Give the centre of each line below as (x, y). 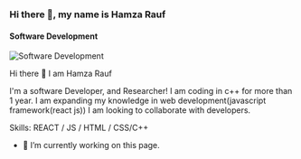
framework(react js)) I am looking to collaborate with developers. (130, 110)
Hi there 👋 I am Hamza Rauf (61, 74)
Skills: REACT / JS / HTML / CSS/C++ (79, 128)
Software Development (54, 36)
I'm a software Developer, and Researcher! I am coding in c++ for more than (151, 91)
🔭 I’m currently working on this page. (91, 145)
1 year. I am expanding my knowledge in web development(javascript (138, 101)
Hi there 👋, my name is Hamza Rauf (88, 14)
